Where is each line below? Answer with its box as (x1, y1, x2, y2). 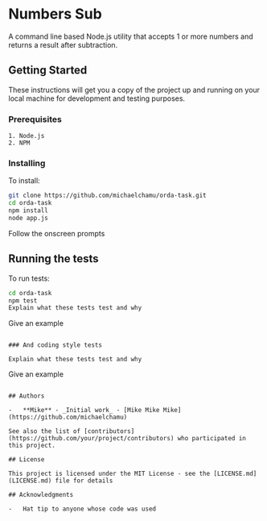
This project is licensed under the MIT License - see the (8, 469, 211, 478)
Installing (8, 157, 46, 169)
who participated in (177, 435, 247, 443)
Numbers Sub (8, 5, 102, 23)
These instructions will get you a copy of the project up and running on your (8, 85, 260, 94)
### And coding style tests (8, 341, 103, 349)
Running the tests (8, 252, 99, 266)
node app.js (8, 214, 48, 222)
